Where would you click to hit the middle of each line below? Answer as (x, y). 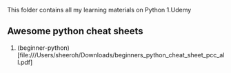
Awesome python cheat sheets (75, 31)
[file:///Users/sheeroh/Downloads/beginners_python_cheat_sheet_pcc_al (121, 55)
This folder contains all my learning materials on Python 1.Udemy (99, 10)
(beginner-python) (43, 48)
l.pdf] (25, 62)
